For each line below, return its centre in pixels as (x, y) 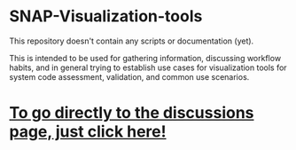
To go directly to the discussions (132, 113)
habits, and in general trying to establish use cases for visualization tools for (148, 67)
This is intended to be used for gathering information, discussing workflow (145, 58)
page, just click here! (88, 132)
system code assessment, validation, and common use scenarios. (129, 76)
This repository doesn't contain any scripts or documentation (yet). (132, 41)
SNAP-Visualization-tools (106, 16)
